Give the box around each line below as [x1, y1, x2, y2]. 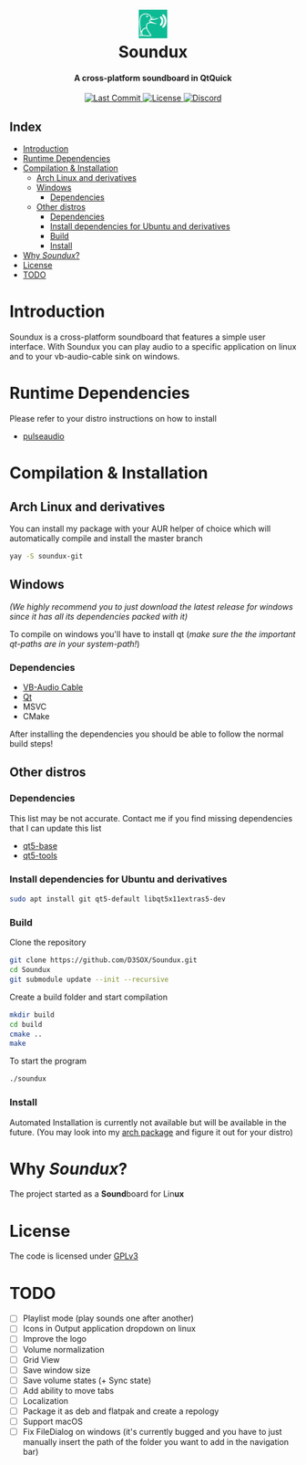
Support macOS [22, 1416, 84, 1427]
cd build [9, 1020, 43, 1029]
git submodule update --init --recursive [9, 975, 169, 984]
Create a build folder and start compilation [9, 991, 168, 1002]
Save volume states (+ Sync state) [22, 1375, 152, 1386]
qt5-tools [22, 850, 57, 861]
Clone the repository [9, 937, 87, 948]
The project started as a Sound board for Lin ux [9, 1188, 185, 1199]
